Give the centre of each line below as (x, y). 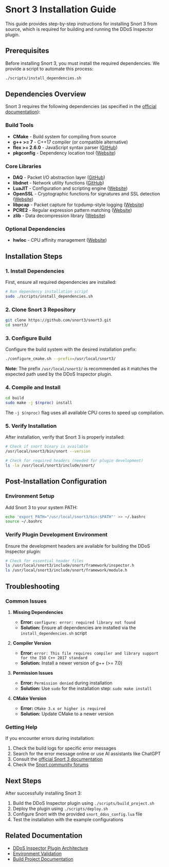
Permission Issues (33, 673)
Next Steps (23, 781)
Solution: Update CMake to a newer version (67, 714)
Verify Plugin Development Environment (57, 535)
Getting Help (21, 727)
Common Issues (26, 601)
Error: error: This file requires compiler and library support (89, 653)
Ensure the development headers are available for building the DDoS (78, 546)
